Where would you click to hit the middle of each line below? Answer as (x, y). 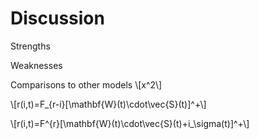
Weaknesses (36, 65)
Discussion (57, 18)
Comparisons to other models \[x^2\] (86, 84)
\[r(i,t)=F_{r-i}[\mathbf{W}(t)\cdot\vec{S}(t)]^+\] (108, 104)
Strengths (30, 46)
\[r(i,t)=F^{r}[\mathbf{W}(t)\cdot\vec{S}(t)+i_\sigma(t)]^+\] (130, 123)
